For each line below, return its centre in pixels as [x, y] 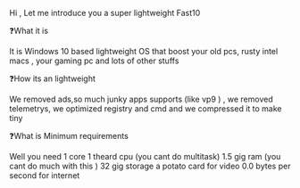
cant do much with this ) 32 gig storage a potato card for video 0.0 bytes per [150, 166]
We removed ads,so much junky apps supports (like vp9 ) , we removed [142, 99]
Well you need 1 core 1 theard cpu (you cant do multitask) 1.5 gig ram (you [145, 156]
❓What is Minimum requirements [69, 136]
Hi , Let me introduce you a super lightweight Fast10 [105, 13]
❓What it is [29, 31]
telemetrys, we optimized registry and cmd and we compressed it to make [146, 109]
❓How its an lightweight [53, 78]
